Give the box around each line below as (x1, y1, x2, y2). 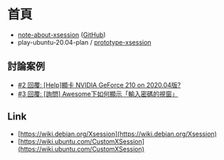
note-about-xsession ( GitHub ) (17, 30, 106, 39)
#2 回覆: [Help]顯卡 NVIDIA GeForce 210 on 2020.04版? (17, 80, 181, 89)
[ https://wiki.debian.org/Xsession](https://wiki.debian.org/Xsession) (17, 129, 217, 138)
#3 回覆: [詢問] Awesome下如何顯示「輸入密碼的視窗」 (17, 90, 178, 98)
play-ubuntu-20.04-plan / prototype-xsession (17, 38, 151, 46)
